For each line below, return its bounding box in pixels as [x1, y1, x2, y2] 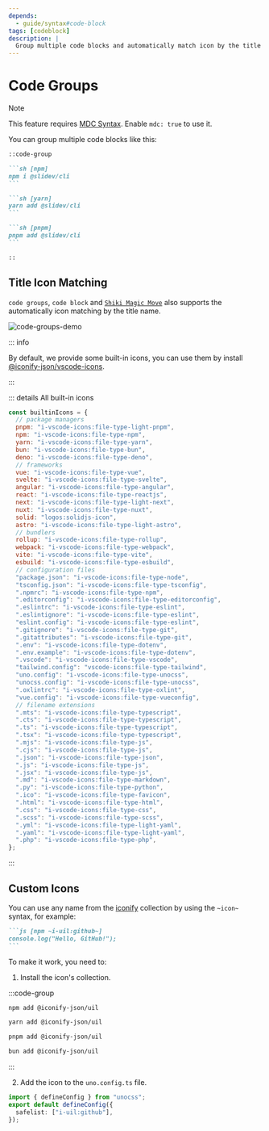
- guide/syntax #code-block [15, 19, 106, 27]
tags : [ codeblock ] [8, 27, 70, 35]
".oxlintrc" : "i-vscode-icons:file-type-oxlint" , [15, 685, 185, 694]
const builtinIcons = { [8, 408, 89, 417]
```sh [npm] [8, 165, 48, 173]
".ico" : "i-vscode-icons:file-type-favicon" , [15, 791, 172, 799]
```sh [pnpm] [8, 224, 52, 232]
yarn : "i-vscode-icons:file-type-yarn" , [15, 438, 153, 446]
